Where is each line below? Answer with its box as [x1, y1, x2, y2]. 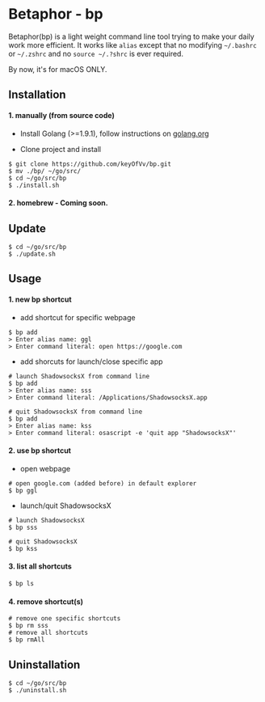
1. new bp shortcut [8, 294, 72, 304]
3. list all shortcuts [8, 561, 73, 571]
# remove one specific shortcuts [8, 615, 121, 623]
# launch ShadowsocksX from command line [8, 372, 150, 380]
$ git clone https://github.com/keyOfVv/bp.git [8, 159, 172, 168]
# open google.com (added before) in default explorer [8, 479, 197, 488]
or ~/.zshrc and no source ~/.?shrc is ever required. [8, 49, 184, 58]
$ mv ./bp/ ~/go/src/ [8, 167, 82, 175]
